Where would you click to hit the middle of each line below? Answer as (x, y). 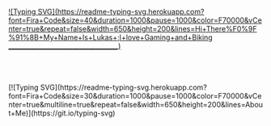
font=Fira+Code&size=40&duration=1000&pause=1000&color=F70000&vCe (135, 20)
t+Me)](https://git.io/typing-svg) (62, 113)
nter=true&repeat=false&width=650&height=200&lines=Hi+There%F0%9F (133, 29)
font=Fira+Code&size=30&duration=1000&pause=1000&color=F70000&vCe (135, 96)
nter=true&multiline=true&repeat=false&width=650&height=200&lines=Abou (136, 105)
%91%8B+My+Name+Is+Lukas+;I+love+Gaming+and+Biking (110, 37)
